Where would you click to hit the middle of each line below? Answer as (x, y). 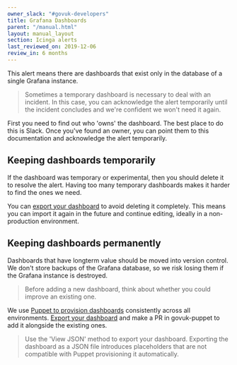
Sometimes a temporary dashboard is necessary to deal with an (117, 94)
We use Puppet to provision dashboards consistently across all (99, 310)
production (23, 221)
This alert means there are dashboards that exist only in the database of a (115, 73)
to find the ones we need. (45, 192)
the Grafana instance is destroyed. (58, 275)
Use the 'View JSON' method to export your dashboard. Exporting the (126, 339)
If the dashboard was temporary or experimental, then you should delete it (116, 177)
